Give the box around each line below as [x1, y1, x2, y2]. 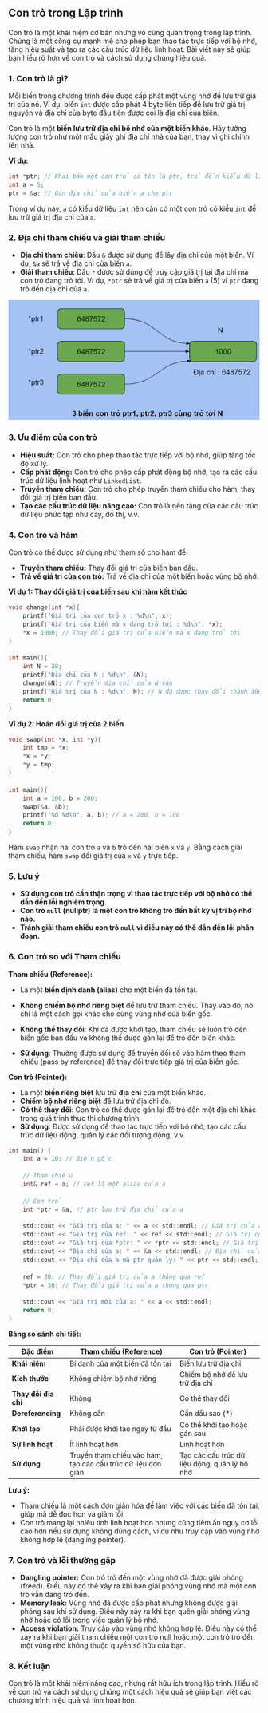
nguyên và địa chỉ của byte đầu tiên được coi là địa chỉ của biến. [8, 108, 219, 118]
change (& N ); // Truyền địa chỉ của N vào [22, 679, 173, 687]
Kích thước [11, 1374, 49, 1383]
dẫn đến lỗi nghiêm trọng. [19, 897, 108, 907]
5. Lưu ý [8, 870, 40, 881]
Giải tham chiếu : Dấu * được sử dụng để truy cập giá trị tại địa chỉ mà [19, 267, 249, 277]
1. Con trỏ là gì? [8, 73, 69, 84]
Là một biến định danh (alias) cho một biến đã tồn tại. [19, 985, 198, 995]
